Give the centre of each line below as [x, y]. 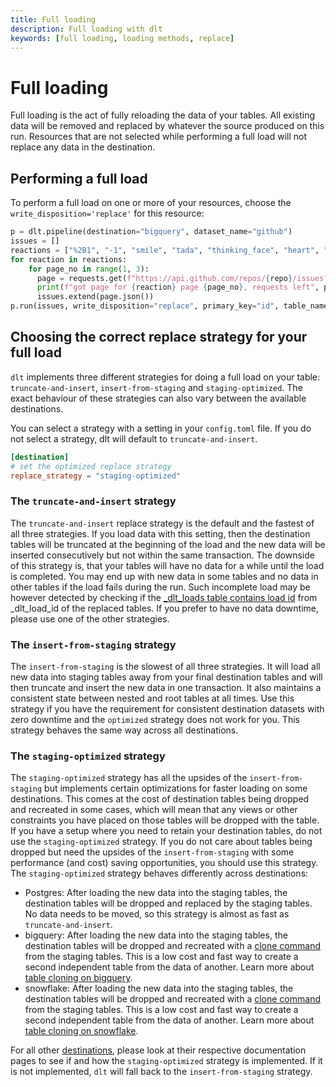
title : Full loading [53, 19]
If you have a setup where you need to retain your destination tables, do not [166, 831]
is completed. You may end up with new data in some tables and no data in [164, 576]
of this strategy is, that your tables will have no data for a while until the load [167, 565]
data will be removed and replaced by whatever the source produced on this [167, 126]
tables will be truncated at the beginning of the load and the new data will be [168, 544]
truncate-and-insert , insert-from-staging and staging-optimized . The [156, 387]
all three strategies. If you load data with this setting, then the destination [160, 533]
